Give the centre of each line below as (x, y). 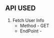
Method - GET (34, 25)
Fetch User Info (28, 20)
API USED (20, 8)
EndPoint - (31, 31)
